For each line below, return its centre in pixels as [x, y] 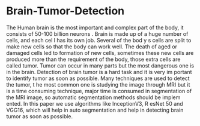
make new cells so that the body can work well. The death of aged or [92, 47]
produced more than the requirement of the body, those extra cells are [93, 59]
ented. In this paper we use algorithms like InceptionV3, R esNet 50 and [95, 103]
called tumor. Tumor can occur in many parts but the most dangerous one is [100, 65]
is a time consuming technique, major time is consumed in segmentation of [99, 91]
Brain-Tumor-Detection [65, 11]
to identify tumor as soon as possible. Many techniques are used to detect [98, 78]
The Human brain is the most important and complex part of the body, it [95, 27]
